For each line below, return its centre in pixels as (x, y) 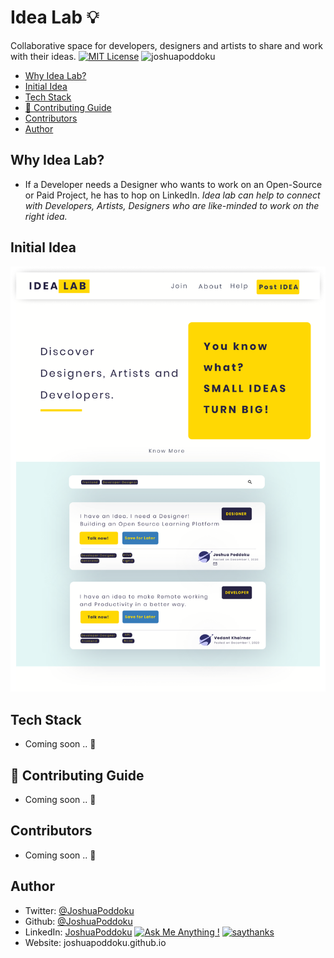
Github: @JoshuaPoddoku (78, 921)
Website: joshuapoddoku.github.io (95, 942)
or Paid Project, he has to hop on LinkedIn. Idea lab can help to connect (172, 195)
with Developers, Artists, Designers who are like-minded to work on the (172, 205)
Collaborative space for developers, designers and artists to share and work (166, 45)
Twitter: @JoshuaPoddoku (79, 910)
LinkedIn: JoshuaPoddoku (78, 932)
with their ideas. (43, 56)
